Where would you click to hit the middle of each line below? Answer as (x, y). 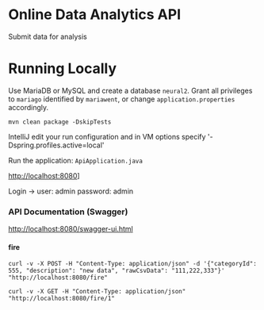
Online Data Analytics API (95, 15)
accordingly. (29, 107)
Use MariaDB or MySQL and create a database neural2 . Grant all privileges (130, 90)
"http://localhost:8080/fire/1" (61, 299)
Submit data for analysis (48, 36)
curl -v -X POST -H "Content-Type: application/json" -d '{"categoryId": (133, 264)
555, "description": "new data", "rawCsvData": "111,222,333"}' (117, 271)
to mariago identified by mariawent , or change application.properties (122, 99)
